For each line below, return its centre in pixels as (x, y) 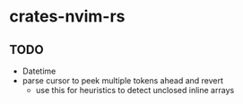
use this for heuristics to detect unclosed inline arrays (135, 90)
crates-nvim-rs (67, 17)
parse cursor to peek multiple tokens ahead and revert (123, 81)
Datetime (39, 71)
